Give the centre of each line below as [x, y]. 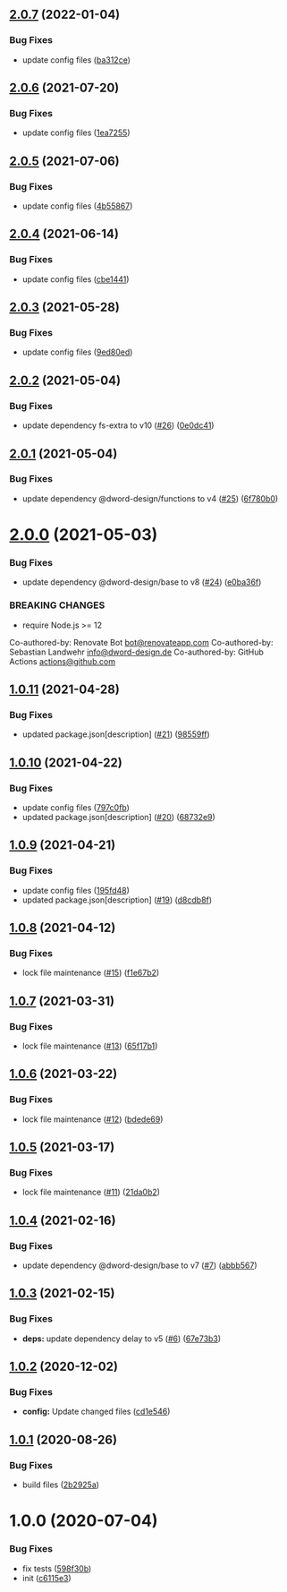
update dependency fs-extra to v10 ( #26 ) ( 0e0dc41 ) [118, 425]
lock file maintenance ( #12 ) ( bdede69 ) [93, 1119]
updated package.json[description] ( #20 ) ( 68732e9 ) [119, 817]
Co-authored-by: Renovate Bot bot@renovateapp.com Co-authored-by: [142, 642]
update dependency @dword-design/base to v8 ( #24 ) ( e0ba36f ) [142, 582]
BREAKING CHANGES [57, 605]
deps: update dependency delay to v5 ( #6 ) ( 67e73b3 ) [122, 1339]
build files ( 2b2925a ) [61, 1485]
